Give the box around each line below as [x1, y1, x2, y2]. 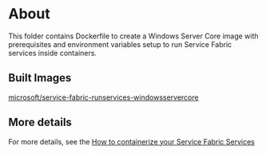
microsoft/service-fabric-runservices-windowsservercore [8, 93, 199, 102]
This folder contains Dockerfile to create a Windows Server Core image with [8, 31, 259, 41]
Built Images [8, 71, 72, 85]
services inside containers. [8, 48, 97, 57]
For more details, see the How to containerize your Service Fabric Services [8, 136, 256, 146]
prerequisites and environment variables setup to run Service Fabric [8, 39, 232, 49]
